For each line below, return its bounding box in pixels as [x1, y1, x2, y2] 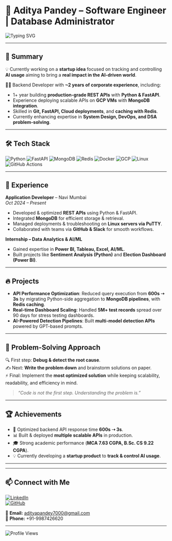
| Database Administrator [5, 15, 115, 27]
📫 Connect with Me [5, 478, 70, 487]
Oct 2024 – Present [5, 200, 47, 206]
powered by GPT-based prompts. [12, 323, 83, 330]
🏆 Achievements [5, 410, 62, 419]
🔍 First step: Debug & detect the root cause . [5, 357, 101, 363]
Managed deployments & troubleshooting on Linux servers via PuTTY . [12, 221, 162, 227]
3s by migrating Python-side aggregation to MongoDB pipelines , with [12, 296, 160, 302]
